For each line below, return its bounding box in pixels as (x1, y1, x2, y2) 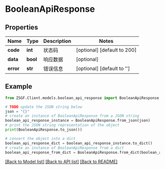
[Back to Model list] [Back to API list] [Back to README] (5, 159, 118, 165)
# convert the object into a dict (5, 136, 76, 141)
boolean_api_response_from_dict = (5, 150, 76, 155)
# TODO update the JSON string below (5, 104, 82, 109)
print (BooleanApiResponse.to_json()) (5, 127, 82, 133)
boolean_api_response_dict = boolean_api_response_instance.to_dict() (5, 140, 153, 146)
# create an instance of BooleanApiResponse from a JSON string (5, 113, 139, 119)
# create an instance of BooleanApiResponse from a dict (5, 145, 124, 150)
